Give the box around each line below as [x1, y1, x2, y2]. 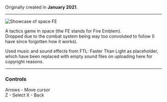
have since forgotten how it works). [5, 39, 78, 44]
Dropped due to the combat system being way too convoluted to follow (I [5, 33, 155, 39]
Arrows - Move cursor [5, 87, 51, 93]
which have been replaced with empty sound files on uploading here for [5, 53, 153, 59]
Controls [5, 75, 27, 82]
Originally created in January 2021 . [5, 4, 78, 10]
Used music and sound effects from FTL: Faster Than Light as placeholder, [5, 48, 159, 54]
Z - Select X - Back [5, 92, 44, 98]
